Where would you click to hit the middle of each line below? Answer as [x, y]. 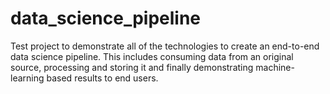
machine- [275, 67]
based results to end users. [102, 78]
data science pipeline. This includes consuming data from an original [152, 56]
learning [27, 78]
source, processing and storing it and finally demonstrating [132, 67]
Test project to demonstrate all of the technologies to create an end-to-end [165, 46]
